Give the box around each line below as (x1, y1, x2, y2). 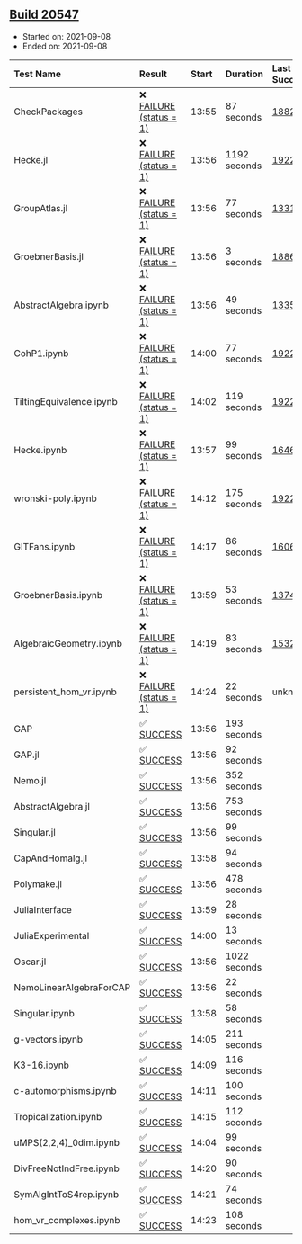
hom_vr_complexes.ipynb (13, 1213, 120, 1226)
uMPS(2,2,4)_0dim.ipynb (13, 1136, 120, 1149)
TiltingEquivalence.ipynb (13, 395, 119, 407)
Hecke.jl (13, 153, 49, 166)
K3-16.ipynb (13, 1059, 70, 1071)
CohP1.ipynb (13, 346, 69, 359)
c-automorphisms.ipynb (13, 1084, 117, 1096)
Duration (225, 67, 263, 80)
